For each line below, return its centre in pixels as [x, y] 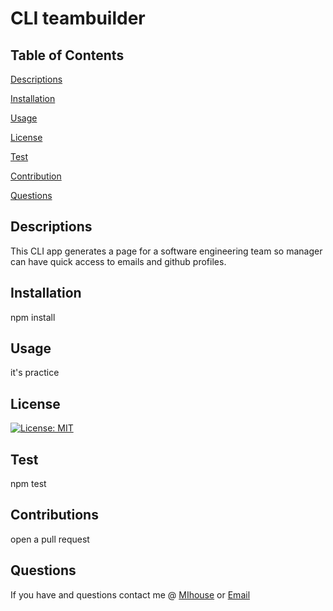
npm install [33, 317]
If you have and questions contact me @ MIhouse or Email [130, 594]
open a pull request [50, 539]
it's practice [35, 373]
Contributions [54, 515]
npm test [28, 484]
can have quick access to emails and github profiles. [118, 261]
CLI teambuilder [78, 18]
